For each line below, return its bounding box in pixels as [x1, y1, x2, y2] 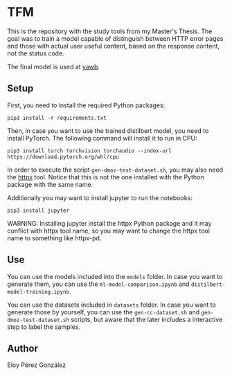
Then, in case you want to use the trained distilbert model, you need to [7, 126, 209, 135]
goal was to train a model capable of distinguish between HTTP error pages [7, 34, 224, 42]
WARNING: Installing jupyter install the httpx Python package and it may [7, 219, 212, 227]
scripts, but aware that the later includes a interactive [71, 315, 223, 323]
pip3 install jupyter [7, 207, 70, 214]
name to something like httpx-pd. [7, 233, 102, 242]
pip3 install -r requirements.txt [7, 114, 107, 121]
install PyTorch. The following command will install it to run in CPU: [7, 134, 197, 142]
